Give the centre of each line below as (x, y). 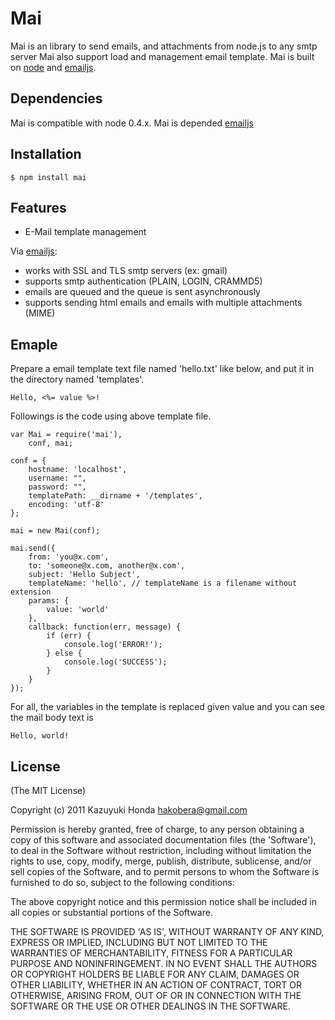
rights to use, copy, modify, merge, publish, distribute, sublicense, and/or (161, 861)
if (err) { (69, 636)
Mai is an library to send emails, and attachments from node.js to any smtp (164, 46)
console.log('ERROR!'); (113, 645)
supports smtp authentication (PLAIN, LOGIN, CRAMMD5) (143, 281)
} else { (64, 653)
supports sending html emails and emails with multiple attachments (163, 303)
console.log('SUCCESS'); (115, 662)
